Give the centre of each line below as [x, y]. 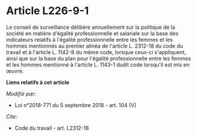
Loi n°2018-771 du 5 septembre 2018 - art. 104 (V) [75, 105]
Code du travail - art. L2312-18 [52, 128]
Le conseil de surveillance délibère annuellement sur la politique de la [91, 27]
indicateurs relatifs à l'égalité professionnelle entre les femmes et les [89, 39]
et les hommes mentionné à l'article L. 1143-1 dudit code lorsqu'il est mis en [98, 64]
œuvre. [15, 71]
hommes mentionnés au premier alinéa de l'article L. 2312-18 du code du [95, 46]
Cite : [12, 117]
